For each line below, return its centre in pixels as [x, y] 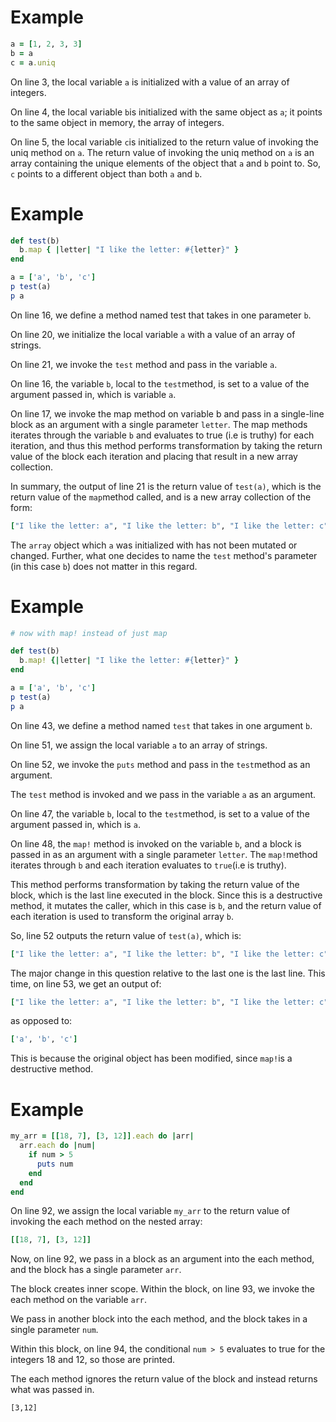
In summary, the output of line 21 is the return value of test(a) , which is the [166, 486]
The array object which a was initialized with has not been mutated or [154, 545]
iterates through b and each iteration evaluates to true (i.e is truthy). [148, 865]
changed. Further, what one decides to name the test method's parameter [164, 555]
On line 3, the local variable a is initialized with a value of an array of [150, 82]
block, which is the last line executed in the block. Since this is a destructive [166, 895]
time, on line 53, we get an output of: [86, 983]
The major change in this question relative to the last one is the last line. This [168, 973]
